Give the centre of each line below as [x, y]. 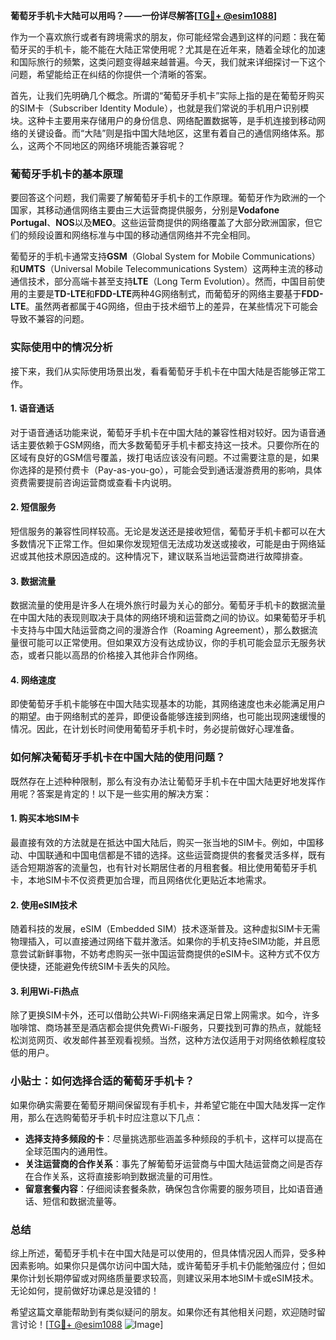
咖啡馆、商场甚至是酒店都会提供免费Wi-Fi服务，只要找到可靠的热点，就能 [161, 1028]
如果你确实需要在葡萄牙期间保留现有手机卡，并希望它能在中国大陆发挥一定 [163, 1105]
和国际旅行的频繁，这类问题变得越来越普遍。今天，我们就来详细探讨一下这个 [168, 62]
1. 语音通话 [32, 408]
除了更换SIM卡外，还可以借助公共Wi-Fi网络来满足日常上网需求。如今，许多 [165, 1015]
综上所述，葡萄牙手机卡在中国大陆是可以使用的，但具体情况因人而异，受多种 [168, 1253]
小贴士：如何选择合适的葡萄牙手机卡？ [102, 1081]
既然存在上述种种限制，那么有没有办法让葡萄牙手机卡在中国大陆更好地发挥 [163, 781]
